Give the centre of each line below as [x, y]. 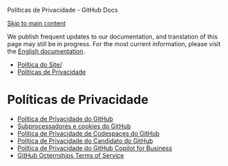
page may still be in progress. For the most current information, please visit [114, 44]
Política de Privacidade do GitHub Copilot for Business [95, 148]
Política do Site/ [39, 64]
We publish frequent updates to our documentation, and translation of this [113, 37]
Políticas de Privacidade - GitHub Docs [63, 10]
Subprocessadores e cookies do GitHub [74, 126]
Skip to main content [37, 23]
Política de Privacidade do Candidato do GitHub [85, 141]
